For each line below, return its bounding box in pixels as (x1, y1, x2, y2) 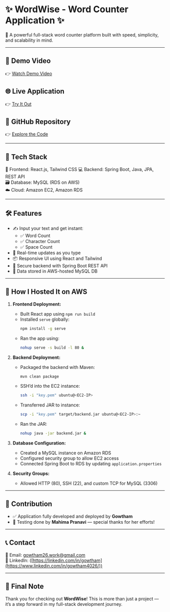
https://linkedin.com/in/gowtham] (32, 557, 103, 563)
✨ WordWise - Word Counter (5, 4, 129, 15)
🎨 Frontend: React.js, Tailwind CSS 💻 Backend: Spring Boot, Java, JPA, (5, 166, 154, 173)
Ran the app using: (20, 335, 60, 341)
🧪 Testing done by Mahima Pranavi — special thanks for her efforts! (12, 519, 155, 525)
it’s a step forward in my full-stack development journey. (5, 601, 123, 607)
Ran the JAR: (20, 421, 47, 427)
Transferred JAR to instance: (20, 402, 80, 408)
